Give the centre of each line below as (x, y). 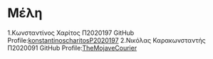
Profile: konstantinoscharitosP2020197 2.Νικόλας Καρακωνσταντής (107, 40)
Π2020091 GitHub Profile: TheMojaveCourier (72, 48)
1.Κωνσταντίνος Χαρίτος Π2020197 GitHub (71, 33)
